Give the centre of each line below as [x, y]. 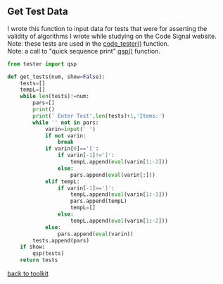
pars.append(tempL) [99, 201]
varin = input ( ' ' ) [70, 129]
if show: [33, 247]
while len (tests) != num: [55, 97]
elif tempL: [62, 181]
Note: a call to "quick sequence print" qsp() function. [84, 51]
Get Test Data [38, 12]
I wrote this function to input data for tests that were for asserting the [107, 28]
